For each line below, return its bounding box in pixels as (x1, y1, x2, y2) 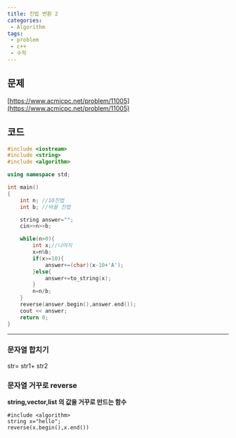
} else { (32, 268, 52, 275)
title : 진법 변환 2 (7, 10, 58, 18)
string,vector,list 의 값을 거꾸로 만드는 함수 (7, 398, 127, 406)
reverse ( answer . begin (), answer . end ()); (20, 301, 137, 308)
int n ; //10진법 (20, 196, 65, 204)
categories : (7, 17, 42, 24)
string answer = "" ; (20, 216, 74, 223)
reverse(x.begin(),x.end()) (7, 424, 90, 432)
